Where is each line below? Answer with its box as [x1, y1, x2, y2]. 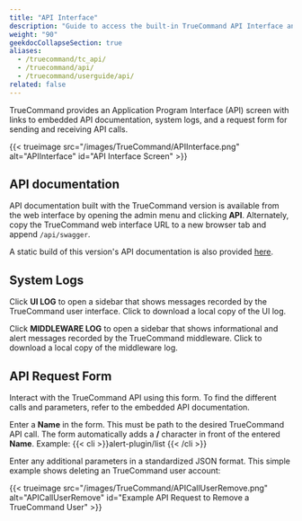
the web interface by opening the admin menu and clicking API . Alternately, [9, 210, 289, 221]
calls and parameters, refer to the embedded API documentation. [9, 402, 250, 413]
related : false [9, 80, 67, 89]
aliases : [9, 47, 42, 56]
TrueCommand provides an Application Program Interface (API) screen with [9, 104, 289, 115]
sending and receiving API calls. [9, 123, 129, 135]
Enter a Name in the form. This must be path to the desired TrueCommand [9, 419, 285, 430]
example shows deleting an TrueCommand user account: [9, 465, 221, 476]
